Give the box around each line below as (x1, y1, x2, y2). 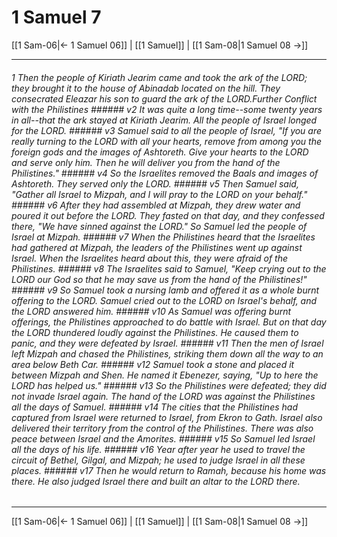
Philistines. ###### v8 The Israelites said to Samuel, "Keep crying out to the (11, 262, 327, 275)
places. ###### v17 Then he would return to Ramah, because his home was (11, 464, 327, 476)
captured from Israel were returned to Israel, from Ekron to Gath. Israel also (11, 411, 323, 423)
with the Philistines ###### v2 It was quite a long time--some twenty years (11, 103, 323, 115)
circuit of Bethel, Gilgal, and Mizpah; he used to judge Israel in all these (11, 454, 306, 466)
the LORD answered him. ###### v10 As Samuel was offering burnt (11, 305, 292, 317)
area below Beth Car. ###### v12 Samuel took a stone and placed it (11, 358, 295, 370)
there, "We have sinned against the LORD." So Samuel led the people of (11, 220, 308, 232)
